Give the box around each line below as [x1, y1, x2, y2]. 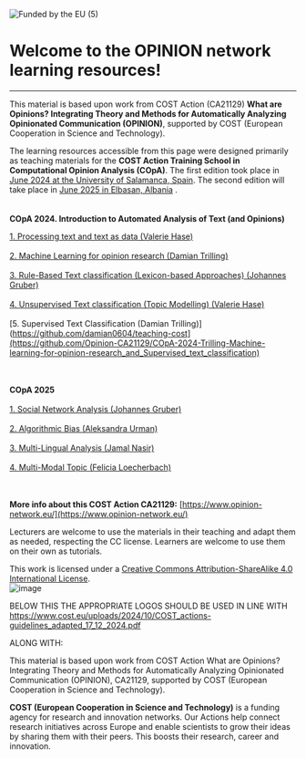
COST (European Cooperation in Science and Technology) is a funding [9, 702, 280, 712]
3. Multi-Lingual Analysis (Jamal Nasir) [9, 442, 155, 453]
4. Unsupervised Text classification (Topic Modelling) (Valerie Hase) [9, 298, 265, 309]
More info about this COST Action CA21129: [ [9, 498, 183, 510]
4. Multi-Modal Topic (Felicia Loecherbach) [9, 462, 171, 473]
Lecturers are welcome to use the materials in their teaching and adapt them [9, 525, 296, 537]
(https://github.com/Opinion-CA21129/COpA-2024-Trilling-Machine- [9, 338, 266, 348]
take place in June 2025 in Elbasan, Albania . [9, 183, 178, 195]
